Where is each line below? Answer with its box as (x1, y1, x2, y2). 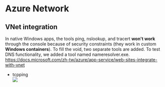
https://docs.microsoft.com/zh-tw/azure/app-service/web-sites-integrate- (5, 57, 158, 62)
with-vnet (5, 62, 25, 68)
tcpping (12, 72, 28, 77)
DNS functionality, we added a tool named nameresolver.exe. (5, 51, 130, 57)
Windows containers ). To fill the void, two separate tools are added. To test (5, 46, 160, 52)
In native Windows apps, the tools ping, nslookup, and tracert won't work (5, 36, 155, 42)
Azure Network (5, 3, 69, 14)
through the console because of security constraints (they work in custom (5, 41, 157, 47)
